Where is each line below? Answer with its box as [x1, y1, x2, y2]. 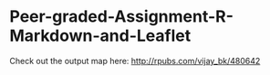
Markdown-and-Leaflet [9, 25, 192, 46]
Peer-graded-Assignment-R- [9, 6, 234, 27]
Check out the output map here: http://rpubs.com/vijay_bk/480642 [9, 55, 261, 66]
